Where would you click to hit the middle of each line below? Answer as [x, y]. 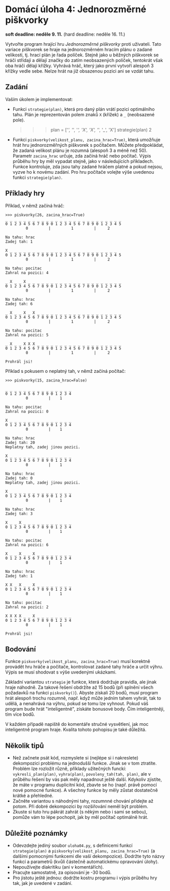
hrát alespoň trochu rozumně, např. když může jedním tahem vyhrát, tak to [83, 698]
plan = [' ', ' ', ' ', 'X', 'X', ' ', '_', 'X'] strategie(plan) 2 [101, 130]
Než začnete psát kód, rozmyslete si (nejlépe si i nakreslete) [75, 758]
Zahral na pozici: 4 [27, 273]
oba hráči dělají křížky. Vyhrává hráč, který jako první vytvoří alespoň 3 [79, 66]
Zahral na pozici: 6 [27, 545]
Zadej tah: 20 [20, 442]
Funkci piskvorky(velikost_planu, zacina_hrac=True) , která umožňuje [87, 139]
